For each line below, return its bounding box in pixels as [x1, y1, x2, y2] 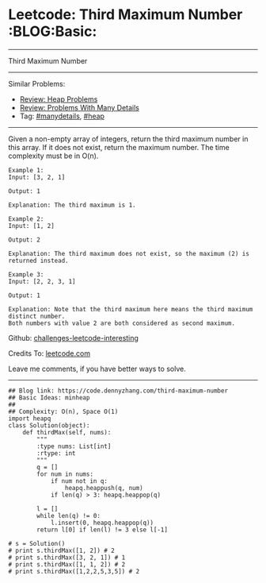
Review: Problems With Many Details [19, 102, 140, 112]
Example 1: [8, 166, 44, 174]
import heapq [8, 415, 51, 423]
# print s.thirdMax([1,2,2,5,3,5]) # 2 [8, 567, 140, 575]
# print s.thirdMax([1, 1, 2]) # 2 [8, 560, 126, 569]
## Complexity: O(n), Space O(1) [8, 407, 119, 415]
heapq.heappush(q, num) [64, 484, 144, 492]
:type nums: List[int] [36, 442, 112, 450]
